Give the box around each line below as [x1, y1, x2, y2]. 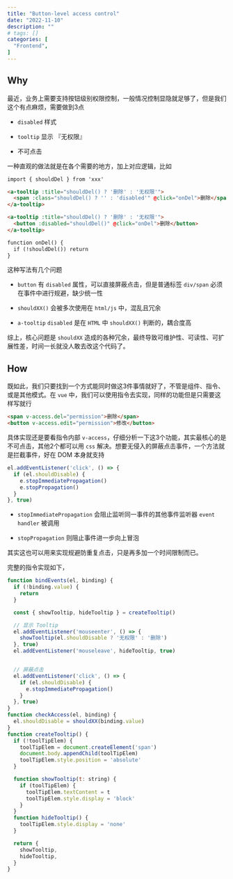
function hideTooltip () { [13, 814, 89, 821]
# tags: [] [7, 29, 39, 37]
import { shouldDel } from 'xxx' [7, 175, 104, 183]
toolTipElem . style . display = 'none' [19, 821, 127, 828]
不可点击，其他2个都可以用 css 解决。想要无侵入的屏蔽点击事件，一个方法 [7, 442, 219, 450]
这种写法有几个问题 [7, 266, 63, 274]
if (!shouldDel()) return [13, 245, 89, 252]
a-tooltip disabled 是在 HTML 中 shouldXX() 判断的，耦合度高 [17, 318, 192, 327]
